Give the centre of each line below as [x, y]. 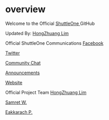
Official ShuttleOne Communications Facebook [54, 43]
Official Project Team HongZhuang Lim [46, 92]
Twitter [13, 53]
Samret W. [16, 102]
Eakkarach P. [19, 112]
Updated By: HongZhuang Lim [37, 33]
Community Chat [23, 63]
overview [25, 9]
